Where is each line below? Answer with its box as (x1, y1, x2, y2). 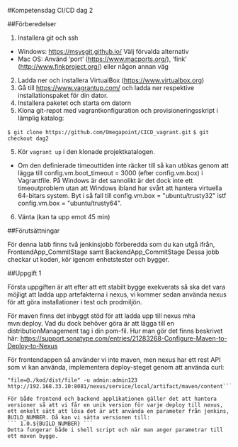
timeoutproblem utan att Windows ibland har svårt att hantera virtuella (17, 184, 222, 192)
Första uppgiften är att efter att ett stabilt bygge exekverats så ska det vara (7, 283, 225, 291)
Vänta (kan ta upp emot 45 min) (17, 213, 110, 221)
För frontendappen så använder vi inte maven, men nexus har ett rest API (7, 355, 221, 364)
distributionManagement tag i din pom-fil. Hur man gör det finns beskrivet (7, 326, 223, 335)
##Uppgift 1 (7, 269, 42, 277)
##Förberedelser (7, 20, 57, 28)
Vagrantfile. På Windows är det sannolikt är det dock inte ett (17, 177, 193, 184)
